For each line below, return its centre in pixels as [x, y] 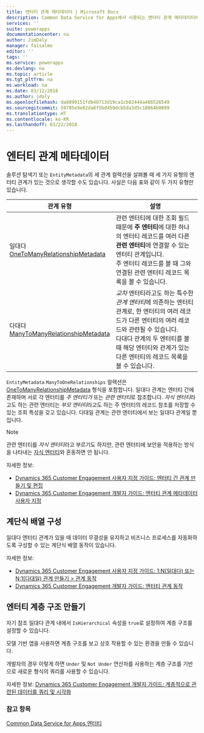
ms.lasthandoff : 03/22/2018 [42, 125]
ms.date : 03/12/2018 [32, 91]
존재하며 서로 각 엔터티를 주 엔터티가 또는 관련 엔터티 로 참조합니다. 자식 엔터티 [99, 397]
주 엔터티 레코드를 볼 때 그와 [153, 263]
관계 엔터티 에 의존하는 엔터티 [155, 302]
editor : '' [20, 52]
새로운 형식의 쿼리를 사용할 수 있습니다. [64, 671]
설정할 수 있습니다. [28, 630]
